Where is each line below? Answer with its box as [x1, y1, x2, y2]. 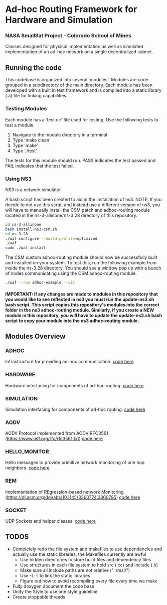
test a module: [5, 122, 35, 128]
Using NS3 [5, 175, 32, 182]
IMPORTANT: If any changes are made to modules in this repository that [5, 291, 158, 297]
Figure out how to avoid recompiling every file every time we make [20, 578, 158, 584]
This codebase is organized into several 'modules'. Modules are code [5, 77, 149, 83]
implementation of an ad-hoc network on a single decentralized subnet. [5, 49, 153, 55]
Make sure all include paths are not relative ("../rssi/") [20, 567, 130, 573]
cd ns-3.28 [5, 231, 28, 236]
